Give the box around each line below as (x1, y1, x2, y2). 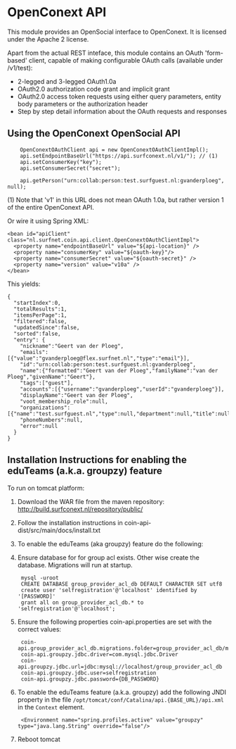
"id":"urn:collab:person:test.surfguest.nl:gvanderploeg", (20, 360, 197, 368)
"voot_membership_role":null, (20, 398, 109, 405)
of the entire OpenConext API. (7, 203, 95, 211)
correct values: (17, 624, 62, 634)
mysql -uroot (20, 574, 59, 581)
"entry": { (13, 336, 46, 344)
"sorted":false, (13, 330, 61, 337)
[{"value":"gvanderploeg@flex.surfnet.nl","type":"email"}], (7, 355, 190, 362)
